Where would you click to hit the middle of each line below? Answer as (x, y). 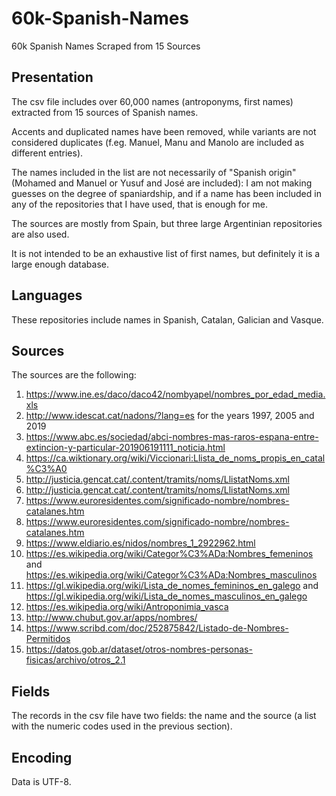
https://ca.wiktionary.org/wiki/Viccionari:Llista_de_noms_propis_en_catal (175, 458)
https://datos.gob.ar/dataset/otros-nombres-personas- (139, 649)
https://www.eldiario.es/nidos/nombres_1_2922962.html (140, 543)
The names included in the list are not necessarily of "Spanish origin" (154, 172)
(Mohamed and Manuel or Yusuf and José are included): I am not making (162, 183)
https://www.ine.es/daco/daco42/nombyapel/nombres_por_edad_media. (175, 394)
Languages (47, 295)
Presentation (52, 77)
